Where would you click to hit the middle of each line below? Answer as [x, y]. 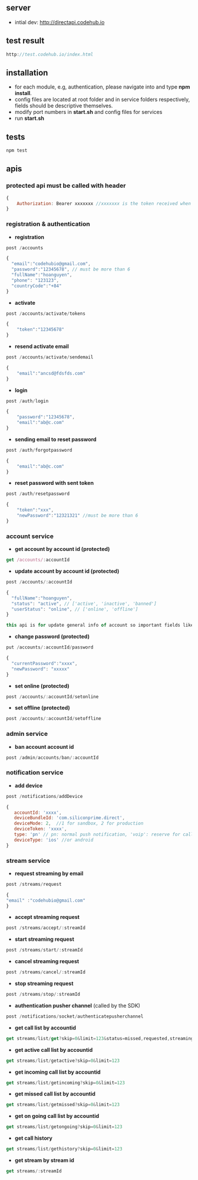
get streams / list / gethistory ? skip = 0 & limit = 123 [64, 1149]
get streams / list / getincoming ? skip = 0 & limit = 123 [66, 1083]
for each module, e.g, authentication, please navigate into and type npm [102, 87]
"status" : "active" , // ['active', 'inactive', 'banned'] [84, 604]
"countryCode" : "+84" [37, 286]
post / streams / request [34, 884]
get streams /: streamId [34, 1171]
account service [30, 536]
